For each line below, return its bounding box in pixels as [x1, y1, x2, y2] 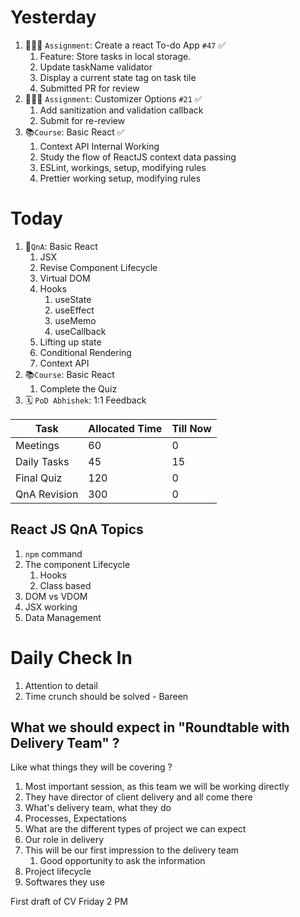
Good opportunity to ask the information [39, 855, 206, 867]
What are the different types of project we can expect [24, 823, 247, 835]
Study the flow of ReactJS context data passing [39, 151, 237, 163]
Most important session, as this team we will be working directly [24, 781, 290, 793]
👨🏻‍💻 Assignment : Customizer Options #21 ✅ [24, 92, 203, 105]
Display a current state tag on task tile [39, 71, 197, 83]
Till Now [171, 421, 212, 435]
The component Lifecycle [24, 558, 131, 570]
